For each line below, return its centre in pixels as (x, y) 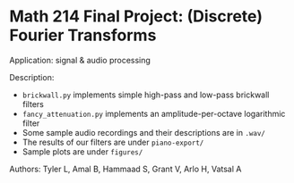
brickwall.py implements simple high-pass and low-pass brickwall (146, 95)
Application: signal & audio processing (80, 60)
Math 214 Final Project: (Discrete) (136, 17)
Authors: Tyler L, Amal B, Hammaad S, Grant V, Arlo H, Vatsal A (125, 169)
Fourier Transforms (83, 35)
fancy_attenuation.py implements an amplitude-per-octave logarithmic (154, 113)
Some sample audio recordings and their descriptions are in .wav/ (144, 132)
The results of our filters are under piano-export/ (113, 142)
